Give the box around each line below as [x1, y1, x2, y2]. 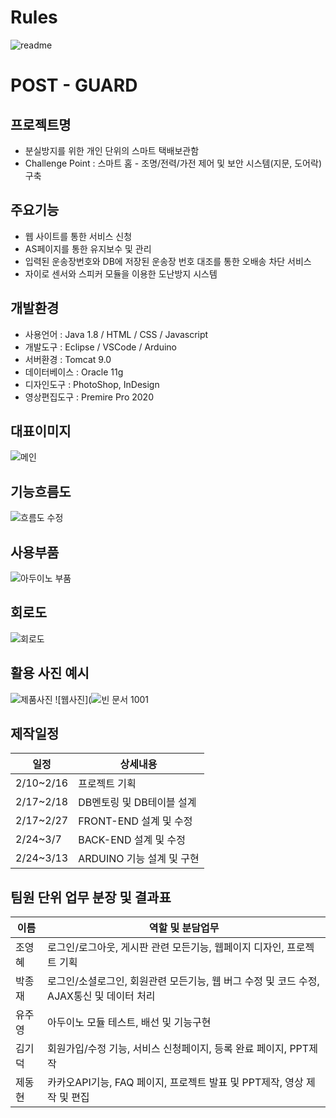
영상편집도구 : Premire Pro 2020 [24, 391, 154, 403]
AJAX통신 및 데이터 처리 [47, 989, 156, 1003]
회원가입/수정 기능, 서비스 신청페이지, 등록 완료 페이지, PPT [47, 1042, 310, 1056]
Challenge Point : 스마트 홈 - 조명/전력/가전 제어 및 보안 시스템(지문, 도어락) [24, 157, 322, 169]
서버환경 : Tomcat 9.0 [24, 353, 112, 365]
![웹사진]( [54, 693, 92, 705]
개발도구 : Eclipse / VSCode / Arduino [24, 341, 177, 353]
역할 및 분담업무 [148, 921, 220, 935]
